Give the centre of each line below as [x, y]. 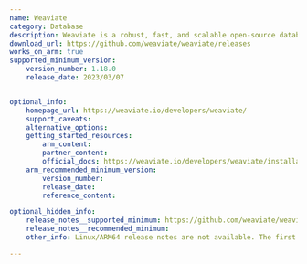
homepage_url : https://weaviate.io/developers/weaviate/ [137, 111]
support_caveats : [59, 119]
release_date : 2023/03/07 [75, 78]
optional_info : [38, 101]
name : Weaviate [38, 18]
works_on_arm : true [47, 52]
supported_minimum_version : [63, 60]
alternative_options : [67, 127]
